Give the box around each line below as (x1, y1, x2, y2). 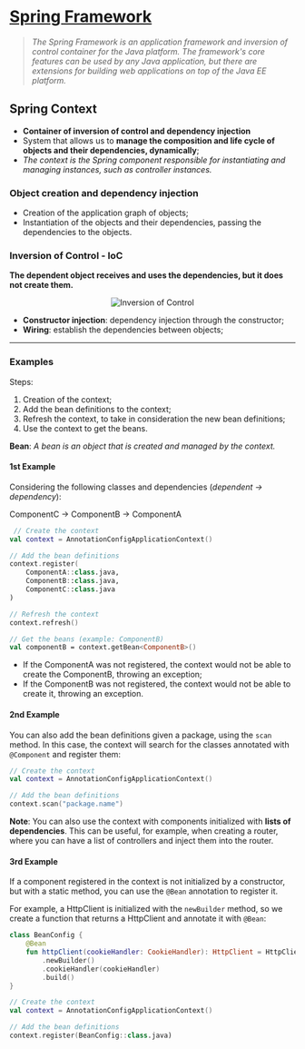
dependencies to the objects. (22, 227, 133, 238)
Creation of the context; (22, 393, 112, 405)
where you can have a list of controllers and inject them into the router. (9, 836, 274, 846)
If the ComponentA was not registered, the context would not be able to (22, 659, 291, 670)
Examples (9, 356, 54, 369)
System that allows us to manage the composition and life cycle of (22, 134, 275, 146)
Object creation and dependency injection (9, 186, 199, 199)
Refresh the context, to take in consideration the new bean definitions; (22, 413, 286, 424)
